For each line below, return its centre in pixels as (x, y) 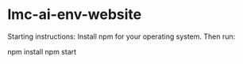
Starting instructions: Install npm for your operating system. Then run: (121, 36)
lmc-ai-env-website (75, 15)
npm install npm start (42, 51)
